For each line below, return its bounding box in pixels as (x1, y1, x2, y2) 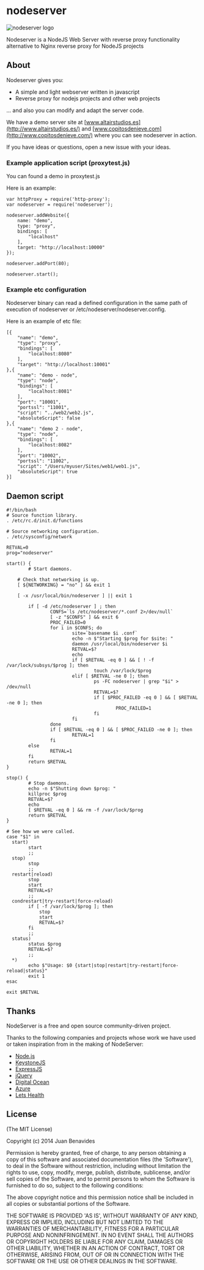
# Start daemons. (28, 566, 72, 573)
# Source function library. (6, 513, 78, 519)
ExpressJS (15, 1065, 43, 1072)
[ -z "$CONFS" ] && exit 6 (49, 614, 119, 620)
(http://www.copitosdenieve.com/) (6, 131, 93, 138)
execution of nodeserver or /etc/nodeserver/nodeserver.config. (6, 306, 166, 313)
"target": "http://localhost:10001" (17, 362, 111, 368)
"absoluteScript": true (17, 469, 78, 475)
